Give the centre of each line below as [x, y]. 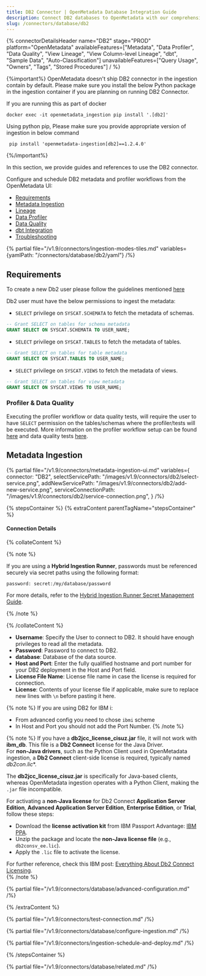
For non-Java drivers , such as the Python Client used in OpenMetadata [97, 751]
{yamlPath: [20, 255]
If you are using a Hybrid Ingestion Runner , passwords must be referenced [102, 566]
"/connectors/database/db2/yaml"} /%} [85, 255]
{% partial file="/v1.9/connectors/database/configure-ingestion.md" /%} [98, 931]
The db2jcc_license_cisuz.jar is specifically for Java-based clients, [92, 776]
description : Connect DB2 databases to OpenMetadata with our [87, 18]
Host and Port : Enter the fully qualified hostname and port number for [103, 663]
